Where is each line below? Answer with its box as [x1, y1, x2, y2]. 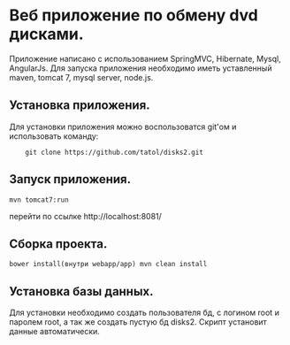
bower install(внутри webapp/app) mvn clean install [9, 260, 208, 269]
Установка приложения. [9, 98, 150, 113]
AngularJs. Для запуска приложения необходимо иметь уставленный [9, 63, 272, 73]
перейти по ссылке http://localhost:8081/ [9, 211, 162, 221]
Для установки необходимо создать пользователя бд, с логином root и [9, 307, 280, 318]
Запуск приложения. [9, 172, 131, 187]
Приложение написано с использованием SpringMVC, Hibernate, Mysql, [9, 53, 281, 64]
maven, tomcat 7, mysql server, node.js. [9, 72, 154, 82]
